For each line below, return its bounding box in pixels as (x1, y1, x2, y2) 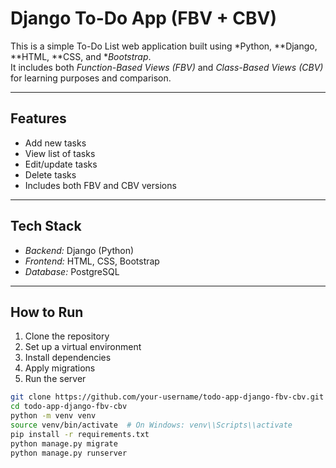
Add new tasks (24, 137, 87, 149)
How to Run (10, 303, 84, 321)
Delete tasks (24, 168, 77, 181)
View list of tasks (24, 147, 96, 159)
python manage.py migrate (10, 438, 118, 449)
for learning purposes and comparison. (10, 72, 172, 84)
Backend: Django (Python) (24, 244, 135, 256)
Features (10, 110, 67, 127)
